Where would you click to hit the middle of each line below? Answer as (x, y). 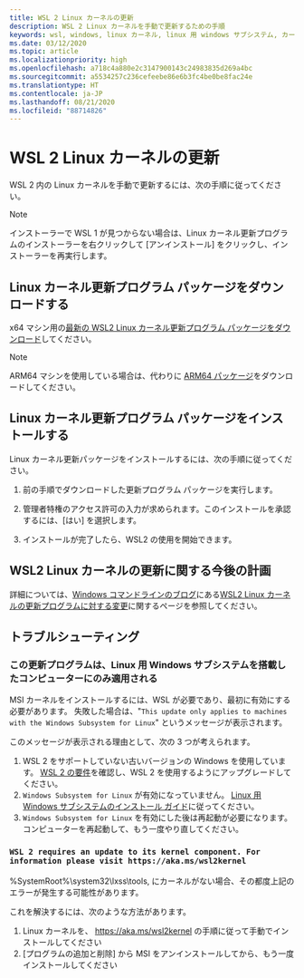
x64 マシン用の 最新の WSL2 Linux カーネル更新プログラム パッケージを (142, 328)
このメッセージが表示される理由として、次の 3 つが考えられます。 (132, 742)
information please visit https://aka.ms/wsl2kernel (128, 861)
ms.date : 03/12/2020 (48, 43)
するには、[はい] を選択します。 (82, 520)
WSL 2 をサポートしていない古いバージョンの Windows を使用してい (150, 761)
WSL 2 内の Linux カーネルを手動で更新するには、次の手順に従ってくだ (142, 185)
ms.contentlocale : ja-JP (56, 93)
